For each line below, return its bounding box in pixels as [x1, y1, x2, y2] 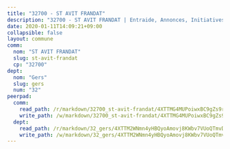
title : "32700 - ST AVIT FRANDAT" [7, 10, 106, 17]
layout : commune [7, 36, 53, 43]
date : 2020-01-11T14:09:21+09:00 [7, 23, 103, 30]
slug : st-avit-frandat [13, 55, 78, 62]
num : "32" [13, 87, 41, 93]
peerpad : [7, 93, 32, 100]
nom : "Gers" [13, 73, 48, 81]
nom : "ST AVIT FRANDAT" [13, 49, 81, 56]
